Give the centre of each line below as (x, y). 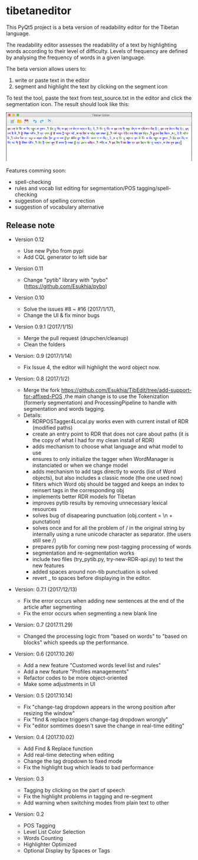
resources (44, 509)
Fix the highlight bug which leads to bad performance (88, 767)
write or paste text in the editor (52, 80)
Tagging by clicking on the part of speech (74, 790)
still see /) (44, 541)
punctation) (46, 522)
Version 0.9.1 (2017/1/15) (44, 327)
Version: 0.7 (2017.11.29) (44, 625)
